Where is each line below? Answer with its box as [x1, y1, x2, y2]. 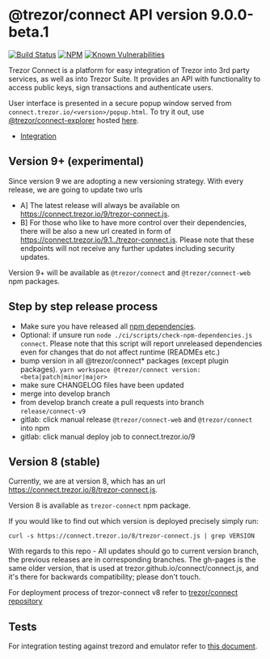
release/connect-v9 [19, 407, 86, 415]
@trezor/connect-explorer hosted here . [8, 115, 139, 125]
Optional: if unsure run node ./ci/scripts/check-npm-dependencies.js [19, 329, 253, 339]
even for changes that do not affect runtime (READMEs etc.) [19, 347, 221, 357]
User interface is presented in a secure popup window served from [8, 98, 232, 108]
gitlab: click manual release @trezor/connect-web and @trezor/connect [19, 415, 253, 424]
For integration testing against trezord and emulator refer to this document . [8, 641, 258, 651]
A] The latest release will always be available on [19, 200, 180, 210]
